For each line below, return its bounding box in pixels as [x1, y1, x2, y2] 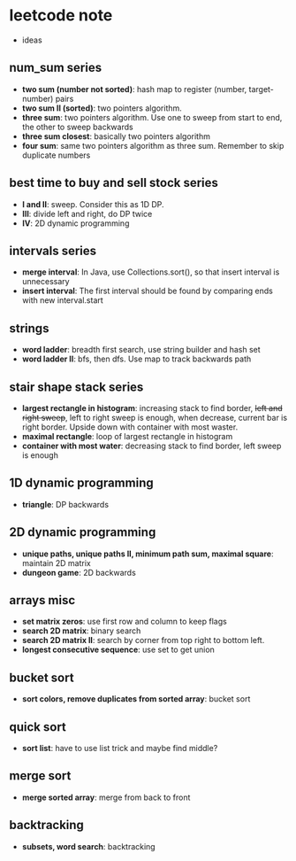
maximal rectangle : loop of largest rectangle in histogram [21, 431, 233, 441]
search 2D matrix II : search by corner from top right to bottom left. [21, 635, 265, 646]
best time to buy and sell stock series [9, 175, 219, 190]
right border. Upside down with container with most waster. [21, 422, 239, 432]
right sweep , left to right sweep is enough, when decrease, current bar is [21, 413, 288, 423]
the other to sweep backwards [21, 121, 134, 132]
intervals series [9, 243, 97, 258]
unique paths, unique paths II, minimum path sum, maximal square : [21, 548, 274, 559]
